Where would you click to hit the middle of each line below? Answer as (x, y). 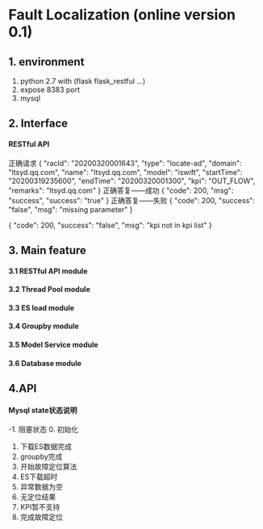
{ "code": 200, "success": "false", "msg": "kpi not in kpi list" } (110, 225)
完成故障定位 (41, 517)
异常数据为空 (41, 487)
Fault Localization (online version (122, 15)
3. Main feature (48, 250)
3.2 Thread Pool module (49, 289)
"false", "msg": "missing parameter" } (71, 209)
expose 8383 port (50, 90)
